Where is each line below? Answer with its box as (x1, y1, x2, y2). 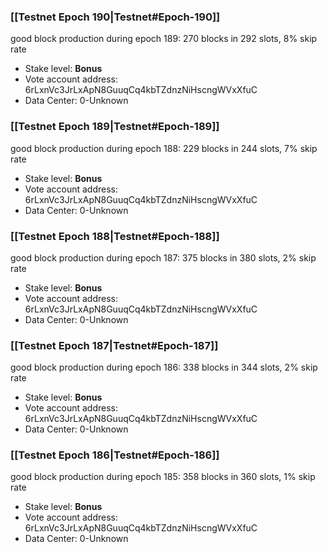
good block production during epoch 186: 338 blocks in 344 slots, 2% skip (10, 361, 318, 374)
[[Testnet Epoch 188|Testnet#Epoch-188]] (10, 229, 220, 243)
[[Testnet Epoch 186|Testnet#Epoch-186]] (10, 448, 220, 462)
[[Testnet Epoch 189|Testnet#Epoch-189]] (10, 120, 220, 134)
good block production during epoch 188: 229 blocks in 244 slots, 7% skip (10, 142, 318, 154)
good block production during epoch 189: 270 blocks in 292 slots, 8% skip (10, 33, 318, 45)
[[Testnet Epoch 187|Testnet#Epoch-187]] (10, 338, 219, 352)
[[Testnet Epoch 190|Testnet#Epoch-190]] (10, 10, 221, 24)
